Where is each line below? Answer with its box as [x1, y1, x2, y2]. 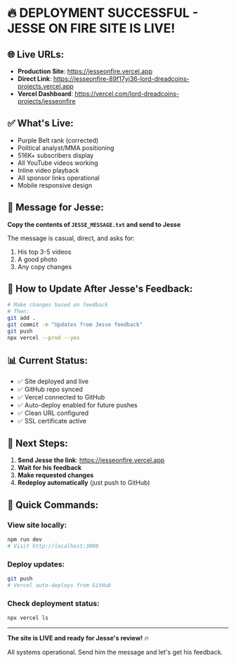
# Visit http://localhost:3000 [7, 543, 99, 550]
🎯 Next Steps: [7, 437, 68, 449]
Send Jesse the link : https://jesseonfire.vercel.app [17, 456, 165, 464]
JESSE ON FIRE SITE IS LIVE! [7, 20, 176, 37]
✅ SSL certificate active [17, 416, 86, 425]
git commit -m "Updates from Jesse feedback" [7, 321, 143, 328]
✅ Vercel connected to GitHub [17, 392, 105, 401]
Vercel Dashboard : [17, 89, 74, 98]
